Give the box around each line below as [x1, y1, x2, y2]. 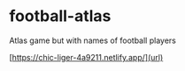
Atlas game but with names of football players [9, 35, 177, 46]
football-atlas [9, 6, 112, 26]
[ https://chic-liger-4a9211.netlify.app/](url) [9, 52, 164, 62]
